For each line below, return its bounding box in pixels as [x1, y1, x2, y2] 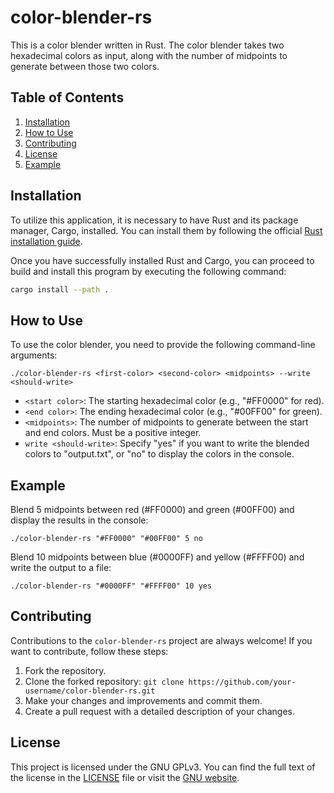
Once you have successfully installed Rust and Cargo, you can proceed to [10, 254, 315, 266]
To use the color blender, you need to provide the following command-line [10, 339, 316, 351]
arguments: [10, 349, 58, 361]
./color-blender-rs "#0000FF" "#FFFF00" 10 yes [10, 581, 213, 591]
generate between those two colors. [10, 60, 160, 72]
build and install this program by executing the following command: [10, 265, 287, 277]
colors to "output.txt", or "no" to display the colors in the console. [24, 448, 295, 460]
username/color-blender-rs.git [24, 686, 156, 696]
